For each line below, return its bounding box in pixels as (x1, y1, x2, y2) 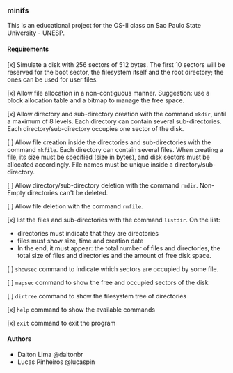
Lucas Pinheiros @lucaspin (17, 358, 95, 366)
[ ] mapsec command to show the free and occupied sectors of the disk (7, 278, 209, 287)
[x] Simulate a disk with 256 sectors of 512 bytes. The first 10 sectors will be (7, 60, 225, 68)
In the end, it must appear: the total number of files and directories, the (17, 243, 220, 252)
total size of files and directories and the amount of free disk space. (17, 251, 212, 259)
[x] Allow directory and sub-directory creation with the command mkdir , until (7, 109, 227, 118)
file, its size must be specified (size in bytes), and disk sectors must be (7, 153, 210, 161)
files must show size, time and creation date (17, 236, 144, 245)
